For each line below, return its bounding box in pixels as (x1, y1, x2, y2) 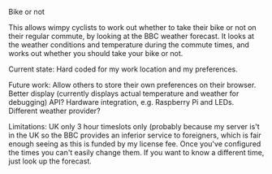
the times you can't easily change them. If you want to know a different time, (8, 148, 265, 157)
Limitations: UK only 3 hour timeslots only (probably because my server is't (8, 122, 260, 131)
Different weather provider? (8, 106, 101, 115)
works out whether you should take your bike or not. (8, 49, 183, 58)
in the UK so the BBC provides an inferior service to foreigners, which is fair (8, 130, 261, 140)
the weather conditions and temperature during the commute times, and (8, 40, 250, 50)
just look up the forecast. (8, 156, 92, 166)
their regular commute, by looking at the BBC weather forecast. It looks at (8, 32, 254, 41)
